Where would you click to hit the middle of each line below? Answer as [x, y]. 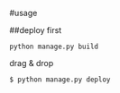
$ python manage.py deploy [60, 80]
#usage [23, 13]
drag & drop [32, 63]
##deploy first [36, 30]
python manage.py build [54, 46]
